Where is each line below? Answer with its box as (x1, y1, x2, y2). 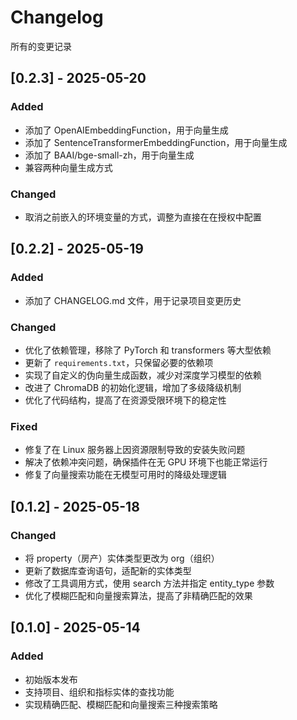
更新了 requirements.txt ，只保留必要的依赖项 (24, 356, 214, 368)
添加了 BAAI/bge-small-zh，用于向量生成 (24, 149, 195, 161)
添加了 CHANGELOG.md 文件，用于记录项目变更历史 (24, 294, 242, 306)
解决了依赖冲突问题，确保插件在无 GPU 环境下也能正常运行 (24, 456, 268, 468)
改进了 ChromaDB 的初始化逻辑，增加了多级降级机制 (24, 381, 242, 393)
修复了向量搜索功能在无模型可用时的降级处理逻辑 (24, 469, 227, 481)
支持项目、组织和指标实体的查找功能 (24, 686, 175, 698)
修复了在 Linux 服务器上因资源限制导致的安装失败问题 (24, 444, 246, 456)
